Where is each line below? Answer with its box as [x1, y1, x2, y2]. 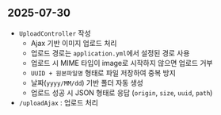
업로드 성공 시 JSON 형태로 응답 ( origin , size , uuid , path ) [30, 87, 213, 98]
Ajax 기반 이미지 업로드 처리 [30, 38, 117, 48]
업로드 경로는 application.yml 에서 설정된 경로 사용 [30, 48, 190, 58]
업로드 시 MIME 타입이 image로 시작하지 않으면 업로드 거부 [30, 58, 213, 67]
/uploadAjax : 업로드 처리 [18, 98, 98, 107]
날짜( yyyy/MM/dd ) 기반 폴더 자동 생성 [30, 78, 143, 87]
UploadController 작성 [18, 28, 92, 38]
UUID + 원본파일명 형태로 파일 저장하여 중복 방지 [30, 67, 176, 78]
